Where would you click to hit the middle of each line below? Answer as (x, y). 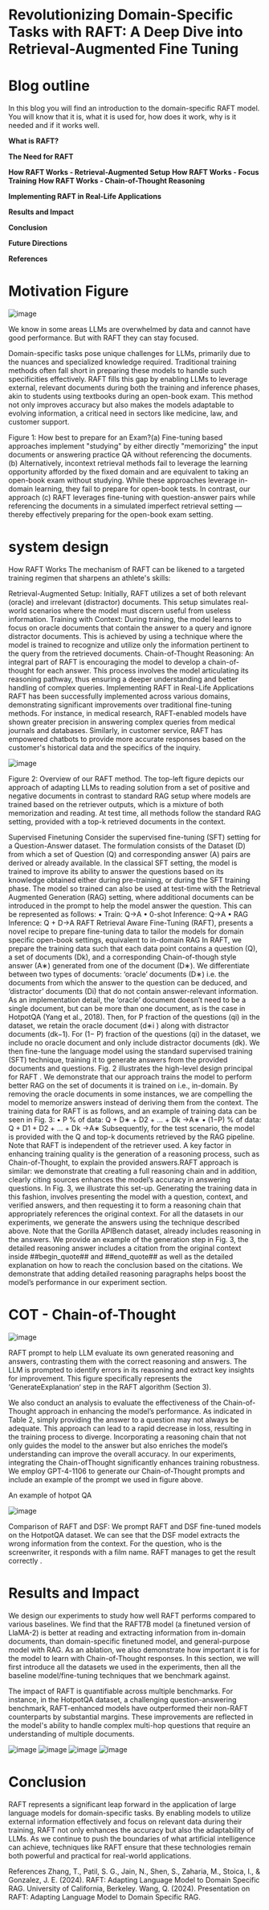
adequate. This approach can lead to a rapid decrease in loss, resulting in (130, 1428)
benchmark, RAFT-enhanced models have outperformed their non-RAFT (128, 1708)
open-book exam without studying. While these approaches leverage (122, 480)
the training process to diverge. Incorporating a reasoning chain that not (127, 1436)
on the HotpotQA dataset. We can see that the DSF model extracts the (124, 1535)
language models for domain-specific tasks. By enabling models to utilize (130, 1813)
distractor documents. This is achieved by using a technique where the (126, 636)
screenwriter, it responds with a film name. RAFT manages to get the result (132, 1552)
